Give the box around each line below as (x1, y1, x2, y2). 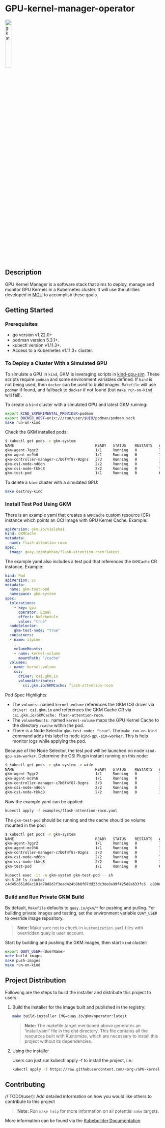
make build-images (5, 953, 43, 959)
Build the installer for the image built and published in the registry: (12, 1004, 146, 1010)
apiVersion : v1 (5, 578, 36, 583)
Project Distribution (5, 976, 66, 985)
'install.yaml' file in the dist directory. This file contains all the (24, 1028, 148, 1034)
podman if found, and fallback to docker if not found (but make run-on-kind (5, 387, 152, 393)
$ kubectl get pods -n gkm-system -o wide (5, 762, 93, 767)
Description (5, 268, 42, 277)
